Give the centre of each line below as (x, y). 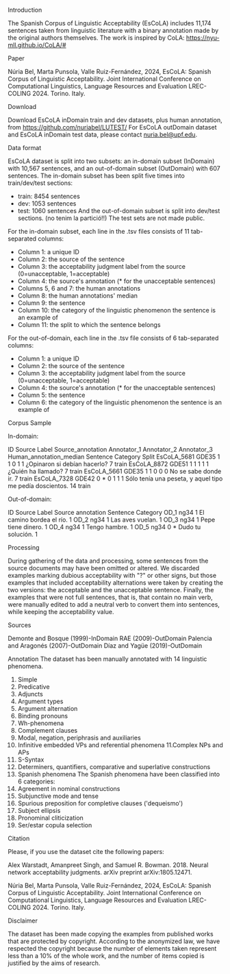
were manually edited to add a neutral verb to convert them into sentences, (114, 605)
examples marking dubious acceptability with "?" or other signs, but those (112, 575)
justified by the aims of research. (54, 963)
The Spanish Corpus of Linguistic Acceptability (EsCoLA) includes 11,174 (110, 23)
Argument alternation (48, 708)
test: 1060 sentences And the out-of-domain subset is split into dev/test (119, 211)
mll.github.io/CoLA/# (37, 45)
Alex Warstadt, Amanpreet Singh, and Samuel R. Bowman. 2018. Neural (108, 865)
